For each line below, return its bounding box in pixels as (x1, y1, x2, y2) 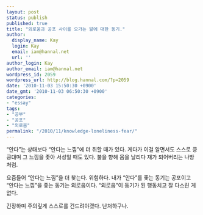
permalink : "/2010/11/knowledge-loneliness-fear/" (6, 128, 138, 134)
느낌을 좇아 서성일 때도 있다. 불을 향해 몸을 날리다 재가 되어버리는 (29, 153, 183, 161)
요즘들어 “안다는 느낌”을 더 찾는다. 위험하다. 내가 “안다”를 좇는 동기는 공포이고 (6, 174, 191, 181)
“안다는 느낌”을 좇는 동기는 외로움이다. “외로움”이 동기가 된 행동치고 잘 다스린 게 (6, 181, 196, 189)
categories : (6, 94, 37, 100)
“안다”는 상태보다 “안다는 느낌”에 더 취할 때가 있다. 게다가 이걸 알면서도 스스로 (6, 146, 191, 153)
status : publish (6, 15, 48, 21)
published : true (6, 20, 48, 26)
